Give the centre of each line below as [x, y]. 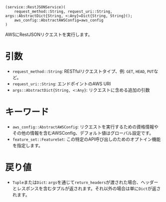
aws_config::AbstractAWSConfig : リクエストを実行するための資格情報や [85, 127]
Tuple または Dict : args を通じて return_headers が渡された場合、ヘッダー [85, 182]
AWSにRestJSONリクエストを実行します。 [49, 34]
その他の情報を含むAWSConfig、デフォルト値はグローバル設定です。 [83, 133]
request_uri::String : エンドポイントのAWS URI [62, 84]
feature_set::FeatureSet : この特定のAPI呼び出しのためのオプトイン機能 [86, 139]
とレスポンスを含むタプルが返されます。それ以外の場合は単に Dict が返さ [86, 188]
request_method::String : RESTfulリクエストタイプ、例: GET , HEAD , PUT [83, 71]
